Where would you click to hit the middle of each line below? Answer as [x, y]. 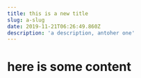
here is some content [69, 67]
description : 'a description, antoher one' [71, 33]
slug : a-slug [26, 20]
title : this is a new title [48, 13]
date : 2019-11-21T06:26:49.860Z [54, 26]
